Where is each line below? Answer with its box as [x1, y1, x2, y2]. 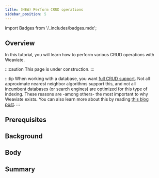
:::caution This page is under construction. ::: [5, 66, 95, 72]
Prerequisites [5, 115, 47, 124]
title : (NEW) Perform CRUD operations [5, 7, 83, 12]
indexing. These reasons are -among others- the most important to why [5, 91, 148, 97]
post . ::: [5, 101, 20, 107]
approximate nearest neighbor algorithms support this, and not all [5, 81, 136, 87]
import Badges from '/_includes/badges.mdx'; [5, 25, 97, 31]
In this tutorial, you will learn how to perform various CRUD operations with [5, 52, 155, 58]
